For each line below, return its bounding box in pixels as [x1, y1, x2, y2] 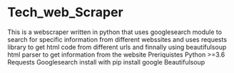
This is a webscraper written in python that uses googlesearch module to [7, 28, 223, 36]
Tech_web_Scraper [7, 4, 123, 21]
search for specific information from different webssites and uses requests [7, 35, 227, 43]
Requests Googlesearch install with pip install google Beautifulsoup [7, 57, 205, 66]
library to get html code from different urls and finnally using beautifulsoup [7, 43, 227, 51]
